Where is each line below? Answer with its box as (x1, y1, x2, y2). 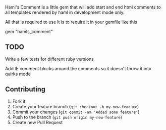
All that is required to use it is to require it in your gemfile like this (5, 19, 137, 25)
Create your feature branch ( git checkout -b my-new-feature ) (12, 103, 139, 109)
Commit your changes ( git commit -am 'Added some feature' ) (12, 109, 140, 115)
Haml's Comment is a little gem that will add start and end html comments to (5, 4, 161, 10)
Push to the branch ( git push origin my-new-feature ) (12, 114, 122, 120)
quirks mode (5, 71, 31, 77)
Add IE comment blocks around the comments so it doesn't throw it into (5, 65, 152, 71)
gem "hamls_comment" (5, 29, 53, 34)
